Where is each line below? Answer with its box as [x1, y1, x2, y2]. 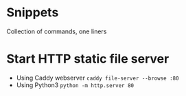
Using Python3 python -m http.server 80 [16, 80, 135, 89]
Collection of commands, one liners [6, 27, 107, 35]
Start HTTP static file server [6, 51, 170, 67]
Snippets [6, 5, 59, 20]
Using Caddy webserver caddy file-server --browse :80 [16, 74, 179, 82]
